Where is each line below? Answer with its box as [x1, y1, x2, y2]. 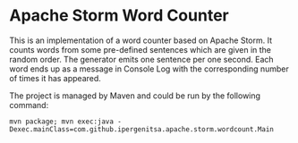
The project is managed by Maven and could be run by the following [9, 90, 261, 101]
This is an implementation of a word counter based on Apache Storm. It [9, 35, 273, 46]
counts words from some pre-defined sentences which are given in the [9, 44, 271, 55]
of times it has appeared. [9, 72, 101, 83]
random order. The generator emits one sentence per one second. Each [9, 54, 275, 64]
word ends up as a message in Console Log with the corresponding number [9, 63, 289, 74]
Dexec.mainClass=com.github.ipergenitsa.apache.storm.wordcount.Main [9, 124, 275, 134]
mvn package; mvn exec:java [9, 117, 115, 126]
